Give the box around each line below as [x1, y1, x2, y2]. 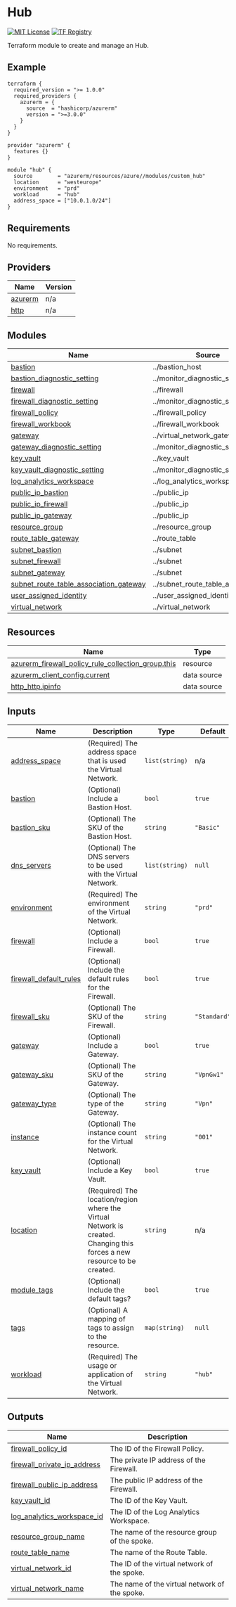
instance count [87, 1127, 137, 1137]
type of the [87, 1099, 124, 1108]
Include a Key [87, 1165, 133, 1175]
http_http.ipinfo [11, 681, 61, 691]
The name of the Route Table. [110, 1547, 207, 1557]
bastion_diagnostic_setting [11, 373, 99, 383]
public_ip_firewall [11, 499, 68, 509]
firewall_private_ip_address [11, 1459, 100, 1469]
